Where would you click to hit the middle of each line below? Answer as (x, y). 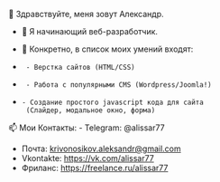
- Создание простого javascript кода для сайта (112, 102)
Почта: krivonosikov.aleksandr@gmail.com (101, 148)
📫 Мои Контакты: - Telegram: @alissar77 (87, 128)
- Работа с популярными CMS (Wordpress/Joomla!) (119, 85)
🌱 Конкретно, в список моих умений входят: (107, 49)
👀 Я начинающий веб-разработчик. (90, 31)
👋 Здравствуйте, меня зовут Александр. (86, 14)
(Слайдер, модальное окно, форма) (91, 110)
